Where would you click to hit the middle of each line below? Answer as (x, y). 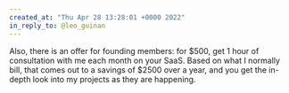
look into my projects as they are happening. (114, 79)
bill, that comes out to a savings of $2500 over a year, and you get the (138, 70)
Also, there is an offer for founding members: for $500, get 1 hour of (134, 50)
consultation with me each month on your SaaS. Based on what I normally (145, 60)
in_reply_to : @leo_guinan (57, 26)
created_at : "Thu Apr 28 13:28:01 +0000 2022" (97, 17)
